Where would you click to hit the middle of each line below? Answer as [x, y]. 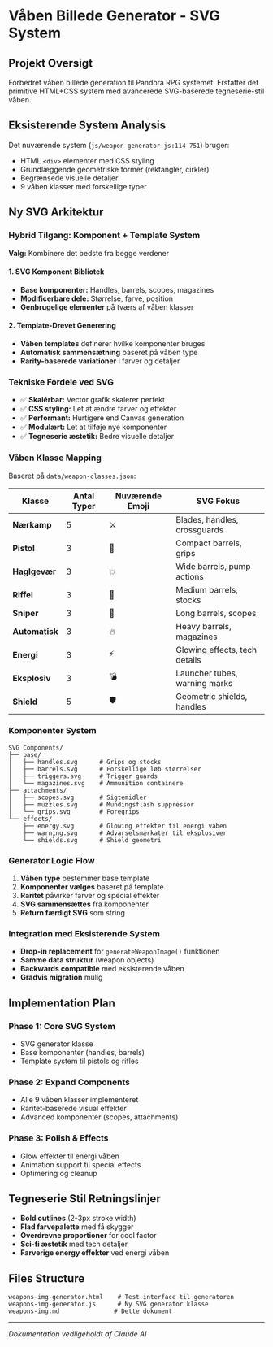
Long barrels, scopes [216, 613]
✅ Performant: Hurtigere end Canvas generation [102, 418]
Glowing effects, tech [217, 650]
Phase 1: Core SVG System [62, 1026]
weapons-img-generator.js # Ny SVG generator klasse [108, 1304]
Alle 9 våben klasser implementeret [79, 1100]
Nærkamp [32, 524]
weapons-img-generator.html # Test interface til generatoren [121, 1297]
